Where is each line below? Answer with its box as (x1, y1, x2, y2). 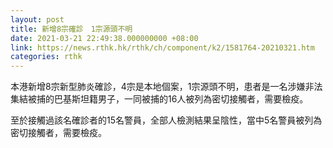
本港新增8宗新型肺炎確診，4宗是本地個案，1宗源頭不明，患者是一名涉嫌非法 (10, 81, 323, 93)
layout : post (10, 14, 65, 25)
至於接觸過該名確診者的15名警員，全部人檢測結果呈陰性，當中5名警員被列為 (10, 114, 323, 126)
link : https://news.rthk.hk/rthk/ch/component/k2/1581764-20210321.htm (10, 42, 315, 53)
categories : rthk (10, 52, 83, 62)
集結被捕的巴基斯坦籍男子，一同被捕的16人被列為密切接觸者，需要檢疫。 (10, 93, 309, 105)
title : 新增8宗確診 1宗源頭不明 (10, 24, 133, 34)
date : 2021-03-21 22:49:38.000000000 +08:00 (10, 33, 199, 43)
